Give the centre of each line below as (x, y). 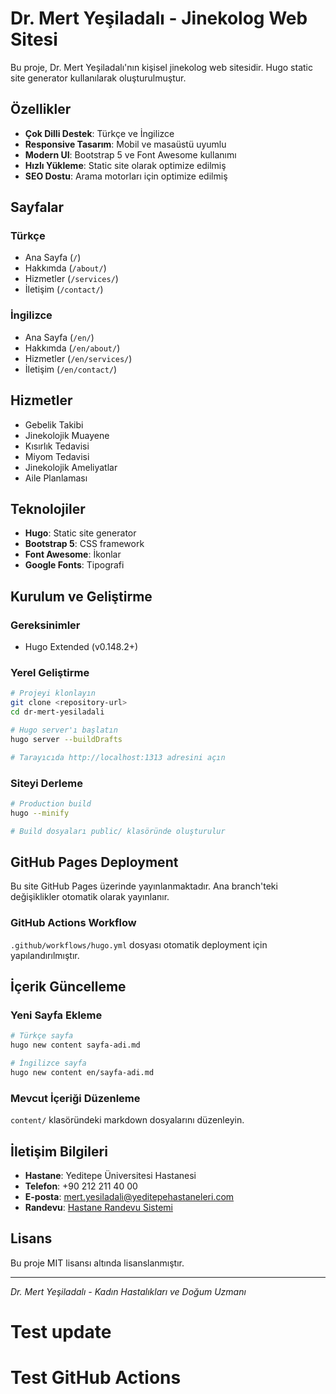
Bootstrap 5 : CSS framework (84, 544)
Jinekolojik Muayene (67, 435)
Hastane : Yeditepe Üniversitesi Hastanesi (110, 1175)
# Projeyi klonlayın (53, 693)
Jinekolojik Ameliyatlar (71, 467)
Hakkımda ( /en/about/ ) (72, 348)
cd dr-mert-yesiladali (57, 712)
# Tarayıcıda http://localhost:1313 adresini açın (118, 757)
